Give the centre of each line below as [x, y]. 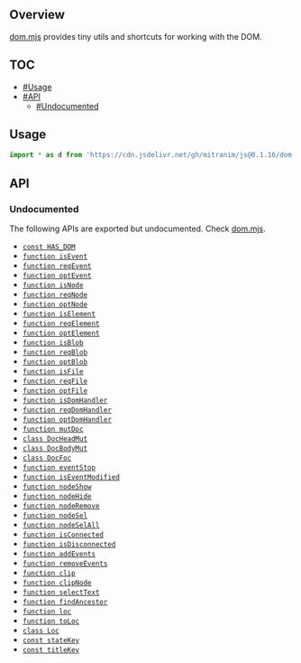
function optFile [55, 391]
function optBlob [55, 362]
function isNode [53, 285]
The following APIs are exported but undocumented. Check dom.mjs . [137, 229]
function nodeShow [57, 487]
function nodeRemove [61, 506]
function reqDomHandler [67, 410]
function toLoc [51, 621]
